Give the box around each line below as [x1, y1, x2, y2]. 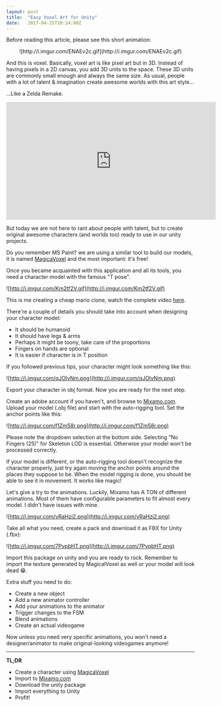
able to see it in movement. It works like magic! [6, 477, 122, 485]
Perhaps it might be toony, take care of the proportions [14, 339, 151, 346]
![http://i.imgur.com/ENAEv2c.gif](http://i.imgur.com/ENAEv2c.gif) [19, 48, 183, 55]
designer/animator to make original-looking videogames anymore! [6, 640, 169, 647]
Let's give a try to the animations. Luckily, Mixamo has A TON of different [6, 489, 187, 496]
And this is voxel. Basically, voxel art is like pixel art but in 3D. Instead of [6, 59, 184, 66]
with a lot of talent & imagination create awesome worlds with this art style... [6, 78, 194, 86]
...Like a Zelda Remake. [6, 90, 64, 98]
